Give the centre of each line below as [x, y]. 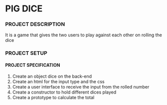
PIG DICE [24, 9]
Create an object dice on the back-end [52, 76]
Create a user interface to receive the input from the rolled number [81, 87]
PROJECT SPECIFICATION [33, 65]
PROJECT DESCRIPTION [35, 24]
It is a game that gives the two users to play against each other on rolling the [83, 35]
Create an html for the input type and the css [58, 81]
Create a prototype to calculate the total [53, 97]
